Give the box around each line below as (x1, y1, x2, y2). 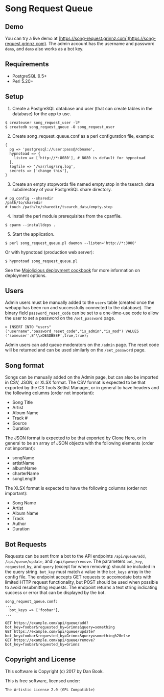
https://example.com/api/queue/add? (14, 621, 89, 625)
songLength (12, 476, 37, 482)
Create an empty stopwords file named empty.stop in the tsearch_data (12, 181, 154, 187)
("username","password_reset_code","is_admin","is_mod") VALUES (5, 329, 139, 334)
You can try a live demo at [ (5, 35, 61, 41)
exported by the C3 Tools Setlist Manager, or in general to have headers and (5, 385, 159, 391)
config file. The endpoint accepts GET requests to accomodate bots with (5, 574, 152, 580)
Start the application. (12, 231, 55, 237)
